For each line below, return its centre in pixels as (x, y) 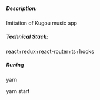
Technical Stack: (27, 36)
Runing (15, 65)
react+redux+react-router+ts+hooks (50, 51)
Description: (21, 8)
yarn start (18, 91)
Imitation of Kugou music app (42, 23)
